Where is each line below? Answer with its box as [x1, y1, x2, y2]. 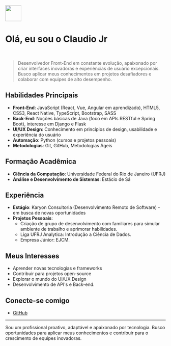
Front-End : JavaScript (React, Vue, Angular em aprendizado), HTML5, [12, 104, 160, 111]
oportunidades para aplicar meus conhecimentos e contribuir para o [5, 330, 149, 336]
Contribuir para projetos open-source [12, 271, 92, 277]
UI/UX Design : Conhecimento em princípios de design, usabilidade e [12, 126, 157, 132]
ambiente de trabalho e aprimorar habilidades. [20, 226, 118, 232]
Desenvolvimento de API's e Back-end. [12, 281, 95, 287]
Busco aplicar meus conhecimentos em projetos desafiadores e [17, 71, 152, 77]
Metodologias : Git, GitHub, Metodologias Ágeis [12, 142, 112, 148]
